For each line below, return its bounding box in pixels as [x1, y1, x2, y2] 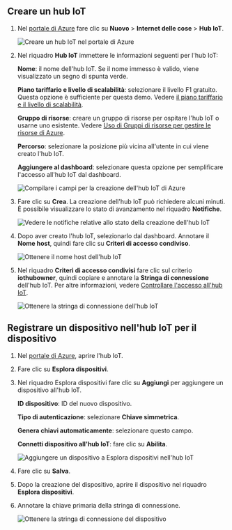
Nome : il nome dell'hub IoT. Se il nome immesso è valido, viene [17, 64, 199, 72]
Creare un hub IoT [7, 6, 86, 17]
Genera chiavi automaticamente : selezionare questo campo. [17, 426, 194, 435]
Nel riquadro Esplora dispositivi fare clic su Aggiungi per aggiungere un [17, 378, 224, 387]
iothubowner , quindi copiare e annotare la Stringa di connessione [17, 273, 209, 281]
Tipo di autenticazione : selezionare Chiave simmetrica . [17, 412, 180, 421]
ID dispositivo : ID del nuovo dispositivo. [17, 399, 132, 407]
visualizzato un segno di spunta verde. [17, 72, 129, 80]
